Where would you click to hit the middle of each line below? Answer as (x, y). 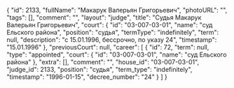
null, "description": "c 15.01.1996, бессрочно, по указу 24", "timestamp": (112, 40)
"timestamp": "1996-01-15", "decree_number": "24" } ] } (87, 77)
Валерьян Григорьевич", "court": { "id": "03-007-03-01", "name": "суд (110, 25)
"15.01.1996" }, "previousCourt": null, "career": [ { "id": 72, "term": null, (108, 47)
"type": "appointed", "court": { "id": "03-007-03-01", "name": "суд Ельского (117, 54)
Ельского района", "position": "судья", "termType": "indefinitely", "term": (113, 32)
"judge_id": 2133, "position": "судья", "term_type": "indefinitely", (99, 69)
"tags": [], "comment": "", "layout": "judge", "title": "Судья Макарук (104, 17)
